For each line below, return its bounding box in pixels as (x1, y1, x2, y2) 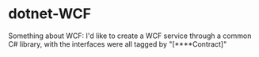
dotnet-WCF (8, 5, 91, 23)
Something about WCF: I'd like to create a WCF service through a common (8, 31, 252, 40)
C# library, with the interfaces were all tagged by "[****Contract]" (8, 39, 227, 48)
